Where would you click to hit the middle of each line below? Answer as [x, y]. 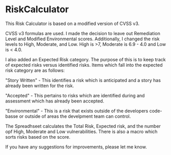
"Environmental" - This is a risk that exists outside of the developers [77, 111]
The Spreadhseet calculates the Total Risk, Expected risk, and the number [83, 126]
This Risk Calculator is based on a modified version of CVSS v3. [72, 23]
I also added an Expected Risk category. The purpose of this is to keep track [86, 59]
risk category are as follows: [35, 70]
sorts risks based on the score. [38, 137]
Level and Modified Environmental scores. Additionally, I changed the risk [82, 39]
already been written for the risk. [40, 86]
